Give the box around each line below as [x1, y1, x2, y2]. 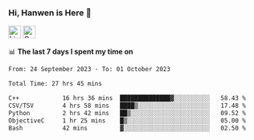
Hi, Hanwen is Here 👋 [8, 7, 92, 18]
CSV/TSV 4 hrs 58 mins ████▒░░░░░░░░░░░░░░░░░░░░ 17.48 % [8, 102, 247, 110]
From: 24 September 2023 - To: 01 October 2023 [8, 66, 171, 74]
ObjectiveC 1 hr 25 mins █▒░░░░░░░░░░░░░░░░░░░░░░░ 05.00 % [8, 116, 247, 125]
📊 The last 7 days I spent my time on [8, 47, 134, 57]
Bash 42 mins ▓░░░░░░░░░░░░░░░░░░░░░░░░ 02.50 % [8, 124, 247, 132]
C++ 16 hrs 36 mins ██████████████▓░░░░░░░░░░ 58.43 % [8, 94, 247, 102]
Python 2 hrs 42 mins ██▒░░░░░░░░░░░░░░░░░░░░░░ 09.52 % [8, 109, 247, 117]
